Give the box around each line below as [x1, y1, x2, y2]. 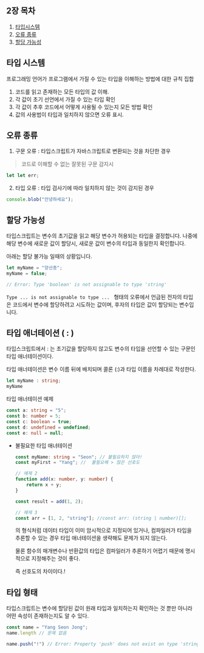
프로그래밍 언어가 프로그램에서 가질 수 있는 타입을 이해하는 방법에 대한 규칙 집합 [6, 75, 194, 82]
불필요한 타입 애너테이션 [15, 441, 73, 449]
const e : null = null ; [6, 430, 64, 436]
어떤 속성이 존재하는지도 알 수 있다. [6, 612, 89, 620]
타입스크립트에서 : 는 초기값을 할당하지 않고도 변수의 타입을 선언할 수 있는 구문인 [6, 345, 196, 353]
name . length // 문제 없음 [6, 630, 67, 637]
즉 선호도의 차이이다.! [15, 568, 66, 575]
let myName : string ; [6, 378, 61, 384]
